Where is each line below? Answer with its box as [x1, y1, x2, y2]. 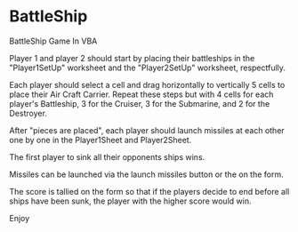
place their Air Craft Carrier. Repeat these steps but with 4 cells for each [9, 89, 274, 100]
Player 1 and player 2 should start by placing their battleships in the [9, 52, 255, 63]
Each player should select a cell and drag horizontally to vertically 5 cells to [9, 79, 286, 90]
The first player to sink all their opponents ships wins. [9, 151, 205, 162]
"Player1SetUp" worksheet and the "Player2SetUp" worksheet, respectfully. [9, 62, 286, 73]
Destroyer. [9, 108, 47, 118]
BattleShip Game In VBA [9, 36, 98, 46]
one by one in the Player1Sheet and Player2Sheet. [9, 134, 192, 145]
